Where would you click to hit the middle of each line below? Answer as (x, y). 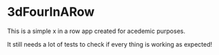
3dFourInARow (51, 12)
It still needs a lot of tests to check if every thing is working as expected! (110, 44)
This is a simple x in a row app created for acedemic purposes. (96, 31)
